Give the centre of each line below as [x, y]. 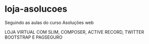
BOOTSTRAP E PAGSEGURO [34, 37]
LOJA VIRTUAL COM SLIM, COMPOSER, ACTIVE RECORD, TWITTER [74, 32]
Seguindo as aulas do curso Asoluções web [49, 22]
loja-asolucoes [36, 9]
